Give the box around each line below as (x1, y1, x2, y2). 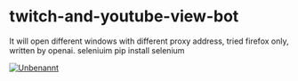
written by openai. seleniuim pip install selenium (9, 45, 185, 55)
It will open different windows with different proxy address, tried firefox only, (9, 36, 289, 46)
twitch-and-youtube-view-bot (9, 6, 239, 27)
